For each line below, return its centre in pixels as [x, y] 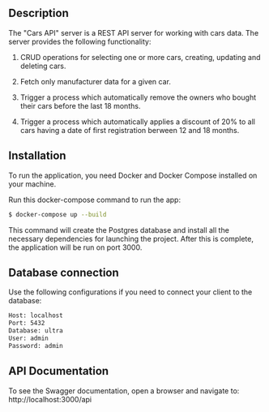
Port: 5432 [27, 324]
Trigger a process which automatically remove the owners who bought [138, 97]
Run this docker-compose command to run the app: [94, 200]
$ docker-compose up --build [58, 214]
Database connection [64, 272]
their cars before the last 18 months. [80, 105]
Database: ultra [36, 331]
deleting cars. [43, 66]
